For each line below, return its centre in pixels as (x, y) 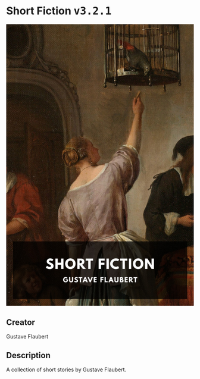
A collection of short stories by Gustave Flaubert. (66, 369)
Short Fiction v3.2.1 (59, 11)
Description (28, 355)
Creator (21, 322)
